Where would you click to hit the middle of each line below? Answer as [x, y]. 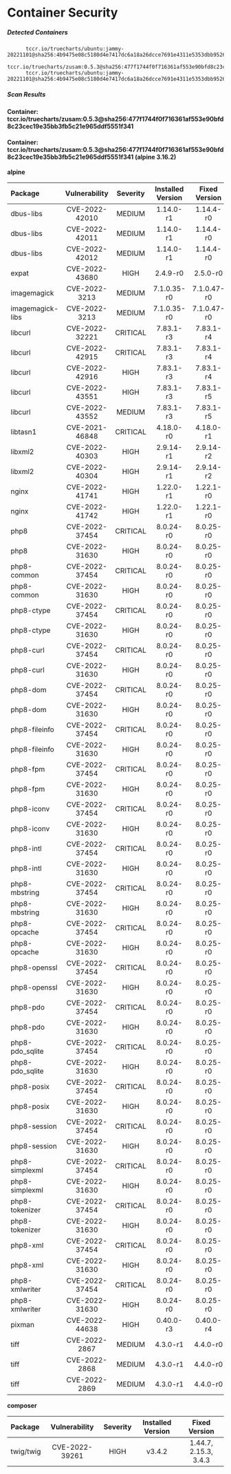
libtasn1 [24, 432]
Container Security [63, 13]
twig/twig [26, 1452]
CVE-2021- [87, 428]
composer [22, 1406]
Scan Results [26, 94]
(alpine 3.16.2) [156, 157]
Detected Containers [38, 32]
